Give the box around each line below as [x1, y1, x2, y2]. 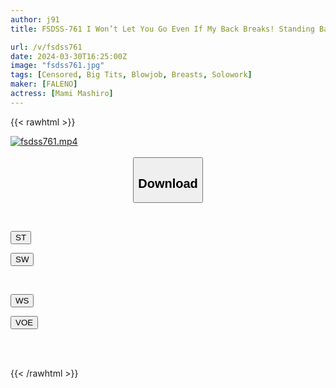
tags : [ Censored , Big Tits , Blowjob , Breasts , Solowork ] [10, 70, 253, 80]
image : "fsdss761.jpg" [10, 61, 105, 71]
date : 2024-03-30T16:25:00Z [10, 51, 128, 61]
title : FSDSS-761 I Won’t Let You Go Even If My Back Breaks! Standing [10, 24, 315, 34]
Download [138, 176, 198, 191]
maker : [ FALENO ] [10, 79, 78, 90]
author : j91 [10, 14, 60, 25]
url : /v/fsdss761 [10, 42, 83, 52]
